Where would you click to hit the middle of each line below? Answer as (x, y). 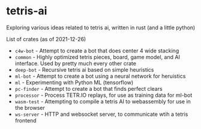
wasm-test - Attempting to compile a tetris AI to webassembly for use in (103, 101)
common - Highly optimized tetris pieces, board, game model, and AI (97, 57)
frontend (26, 120)
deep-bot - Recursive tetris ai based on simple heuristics (84, 69)
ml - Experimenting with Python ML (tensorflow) (74, 82)
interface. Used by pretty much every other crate (76, 63)
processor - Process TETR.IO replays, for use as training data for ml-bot (103, 95)
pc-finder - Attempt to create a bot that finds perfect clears (89, 88)
